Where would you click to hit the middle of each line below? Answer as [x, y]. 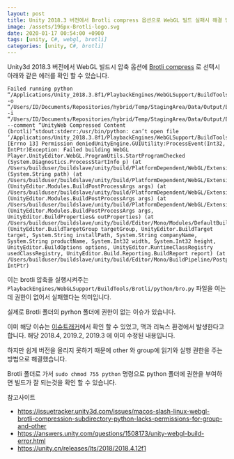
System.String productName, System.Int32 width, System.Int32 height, [112, 241]
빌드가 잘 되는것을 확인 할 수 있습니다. [65, 382]
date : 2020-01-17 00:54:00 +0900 [56, 33]
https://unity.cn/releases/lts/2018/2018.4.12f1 [81, 448]
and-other [32, 426]
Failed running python [40, 89]
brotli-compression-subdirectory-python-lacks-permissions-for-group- [120, 419]
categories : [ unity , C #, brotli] [56, 46]
